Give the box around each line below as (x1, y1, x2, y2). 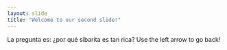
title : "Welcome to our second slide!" (7, 16, 121, 23)
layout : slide (7, 10, 48, 17)
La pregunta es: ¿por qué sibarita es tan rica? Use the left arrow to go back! (7, 35, 221, 43)
